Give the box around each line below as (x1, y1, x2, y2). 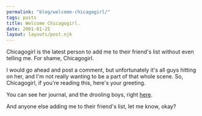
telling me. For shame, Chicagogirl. (6, 55, 94, 62)
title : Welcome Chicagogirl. (6, 20, 81, 26)
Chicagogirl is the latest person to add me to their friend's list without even (6, 48, 194, 55)
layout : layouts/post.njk (6, 32, 72, 38)
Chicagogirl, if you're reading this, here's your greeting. (6, 80, 146, 87)
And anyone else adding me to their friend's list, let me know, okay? (6, 103, 176, 110)
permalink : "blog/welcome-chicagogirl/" (6, 9, 111, 15)
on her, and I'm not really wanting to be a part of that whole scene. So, (6, 73, 184, 80)
